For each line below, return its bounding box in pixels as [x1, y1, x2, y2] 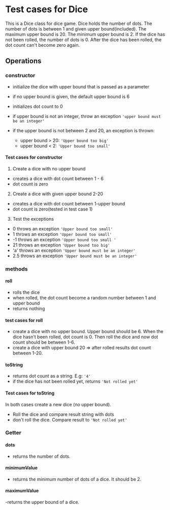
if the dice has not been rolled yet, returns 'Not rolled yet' [12, 378, 138, 384]
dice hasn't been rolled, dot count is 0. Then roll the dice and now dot [12, 334, 158, 340]
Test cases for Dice [5, 4, 88, 15]
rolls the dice [12, 289, 40, 295]
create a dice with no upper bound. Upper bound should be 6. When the [12, 328, 164, 335]
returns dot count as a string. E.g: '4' [12, 373, 91, 379]
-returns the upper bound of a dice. [5, 499, 80, 505]
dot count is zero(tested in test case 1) [12, 206, 93, 212]
